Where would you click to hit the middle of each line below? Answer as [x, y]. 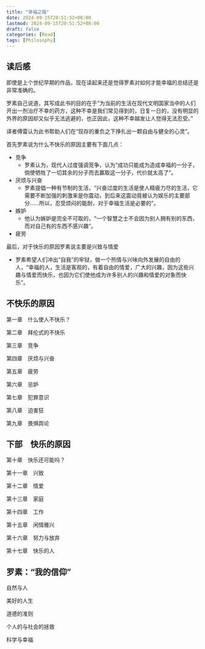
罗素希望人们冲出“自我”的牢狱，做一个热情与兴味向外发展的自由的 [98, 259]
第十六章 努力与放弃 [33, 538]
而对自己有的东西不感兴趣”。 [60, 226]
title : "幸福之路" [28, 12]
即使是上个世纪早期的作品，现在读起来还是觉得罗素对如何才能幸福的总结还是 [103, 82]
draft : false [23, 29]
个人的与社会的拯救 [31, 627]
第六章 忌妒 [22, 384]
